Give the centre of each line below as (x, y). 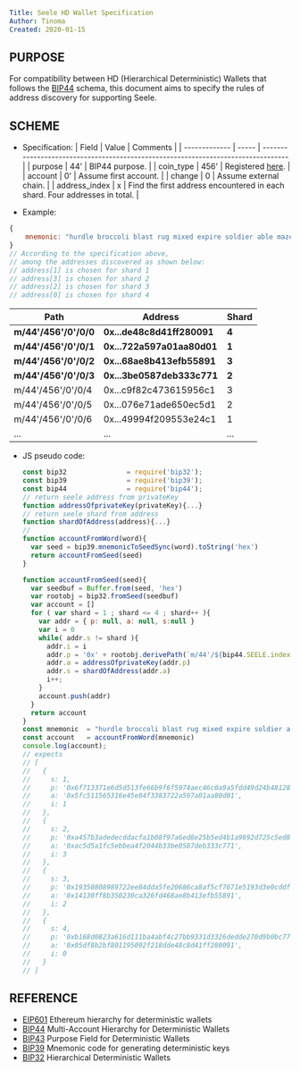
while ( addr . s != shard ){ (89, 638)
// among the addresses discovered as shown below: (107, 262)
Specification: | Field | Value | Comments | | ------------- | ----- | (141, 148)
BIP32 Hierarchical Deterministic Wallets (96, 1058)
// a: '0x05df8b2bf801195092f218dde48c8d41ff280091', (132, 946)
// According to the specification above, (89, 253)
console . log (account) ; (64, 746)
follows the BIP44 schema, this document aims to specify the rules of (137, 89)
